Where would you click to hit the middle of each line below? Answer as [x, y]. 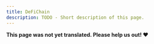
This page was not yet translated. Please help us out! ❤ [78, 34]
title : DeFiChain [28, 12]
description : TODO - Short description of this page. [75, 17]
